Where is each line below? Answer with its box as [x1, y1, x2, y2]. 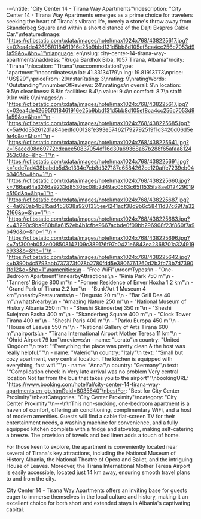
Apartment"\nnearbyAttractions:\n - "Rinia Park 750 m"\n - [29, 273, 175, 279]
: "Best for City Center [125, 387, 180, 394]
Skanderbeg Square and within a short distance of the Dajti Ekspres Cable [6, 24, 189, 31]
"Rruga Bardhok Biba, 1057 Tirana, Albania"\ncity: [62, 56, 184, 63]
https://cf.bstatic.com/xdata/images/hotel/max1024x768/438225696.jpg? [8, 234, 190, 242]
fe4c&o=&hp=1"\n [6, 132, 51, 140]
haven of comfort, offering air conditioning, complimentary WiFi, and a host [6, 406, 192, 413]
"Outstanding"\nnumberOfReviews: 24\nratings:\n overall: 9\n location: [6, 82, 181, 89]
